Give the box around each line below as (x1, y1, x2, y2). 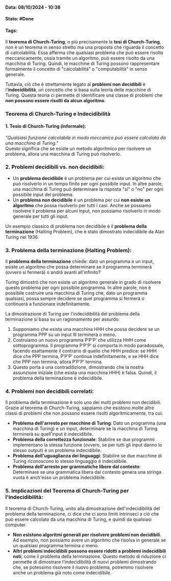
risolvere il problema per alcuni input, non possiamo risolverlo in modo (12, 208, 161, 214)
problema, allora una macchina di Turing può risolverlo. (5, 151, 121, 157)
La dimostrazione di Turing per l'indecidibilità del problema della (5, 311, 140, 317)
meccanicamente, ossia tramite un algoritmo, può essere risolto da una (5, 55, 155, 61)
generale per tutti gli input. (12, 213, 69, 219)
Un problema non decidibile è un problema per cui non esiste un (12, 197, 151, 203)
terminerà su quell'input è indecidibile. (12, 431, 93, 437)
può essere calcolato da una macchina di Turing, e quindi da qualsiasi (5, 516, 152, 522)
